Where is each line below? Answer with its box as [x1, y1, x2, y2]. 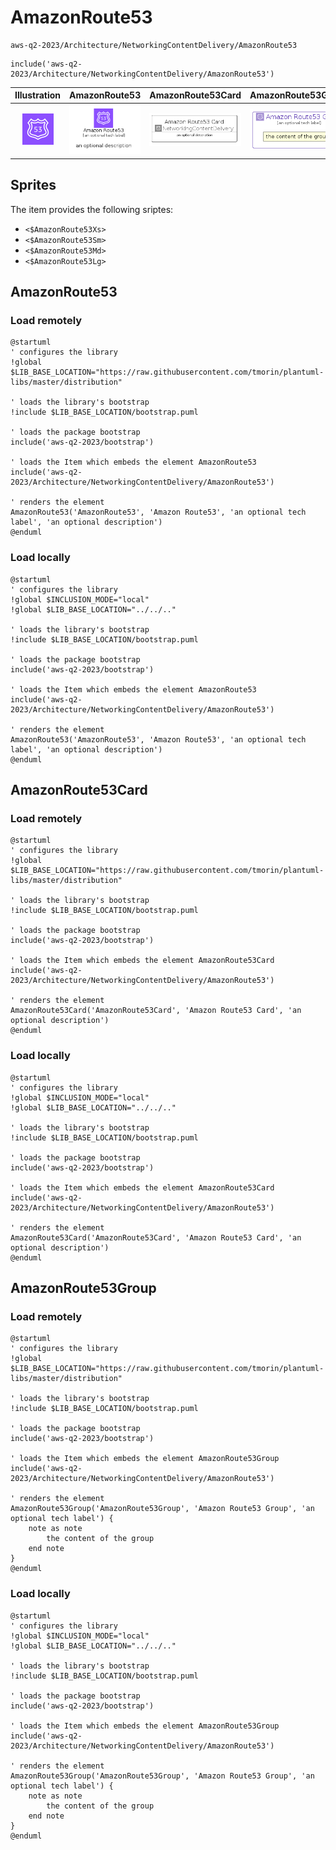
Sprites [10, 177, 57, 194]
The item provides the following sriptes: [10, 203, 174, 215]
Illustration [14, 89, 62, 101]
